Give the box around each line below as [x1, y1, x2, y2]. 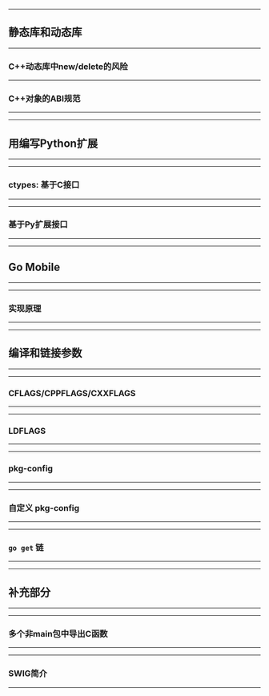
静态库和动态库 [8, 26, 82, 39]
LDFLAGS [8, 425, 46, 436]
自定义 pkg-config [8, 502, 80, 513]
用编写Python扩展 [8, 136, 98, 150]
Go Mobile [8, 261, 61, 274]
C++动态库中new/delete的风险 [8, 61, 128, 72]
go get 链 [8, 542, 44, 553]
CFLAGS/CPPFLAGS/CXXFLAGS [8, 387, 136, 399]
